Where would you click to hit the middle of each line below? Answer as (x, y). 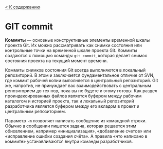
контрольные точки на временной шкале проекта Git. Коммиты (71, 50)
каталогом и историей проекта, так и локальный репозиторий (70, 101)
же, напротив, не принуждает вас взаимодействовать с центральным (78, 85)
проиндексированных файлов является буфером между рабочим (73, 96)
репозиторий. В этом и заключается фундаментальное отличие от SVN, (80, 75)
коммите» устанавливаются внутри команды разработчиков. (69, 141)
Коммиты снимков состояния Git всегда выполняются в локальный (75, 70)
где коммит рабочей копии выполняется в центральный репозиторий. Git (81, 80)
